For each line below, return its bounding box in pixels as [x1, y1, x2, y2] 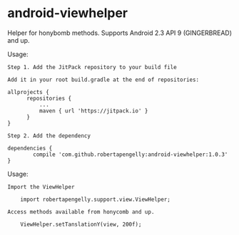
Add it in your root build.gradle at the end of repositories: [7, 76, 200, 83]
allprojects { [7, 88, 50, 95]
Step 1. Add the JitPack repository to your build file [7, 63, 177, 70]
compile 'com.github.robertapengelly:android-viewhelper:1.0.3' [33, 151, 228, 158]
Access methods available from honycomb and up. [7, 208, 155, 215]
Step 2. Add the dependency [7, 132, 91, 140]
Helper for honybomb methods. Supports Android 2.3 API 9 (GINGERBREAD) [7, 28, 233, 37]
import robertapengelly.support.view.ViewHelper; [20, 196, 171, 203]
